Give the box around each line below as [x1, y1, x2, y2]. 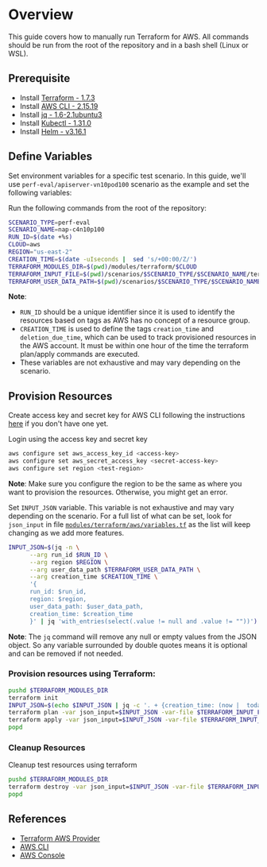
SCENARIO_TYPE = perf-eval [8, 219, 91, 226]
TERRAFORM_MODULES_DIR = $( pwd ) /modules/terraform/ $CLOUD [8, 262, 197, 271]
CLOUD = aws [8, 241, 41, 249]
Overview [8, 6, 74, 24]
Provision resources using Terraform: [8, 668, 157, 679]
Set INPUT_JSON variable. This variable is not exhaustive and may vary [8, 502, 234, 512]
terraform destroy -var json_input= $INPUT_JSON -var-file [8, 783, 204, 792]
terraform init [8, 694, 59, 702]
